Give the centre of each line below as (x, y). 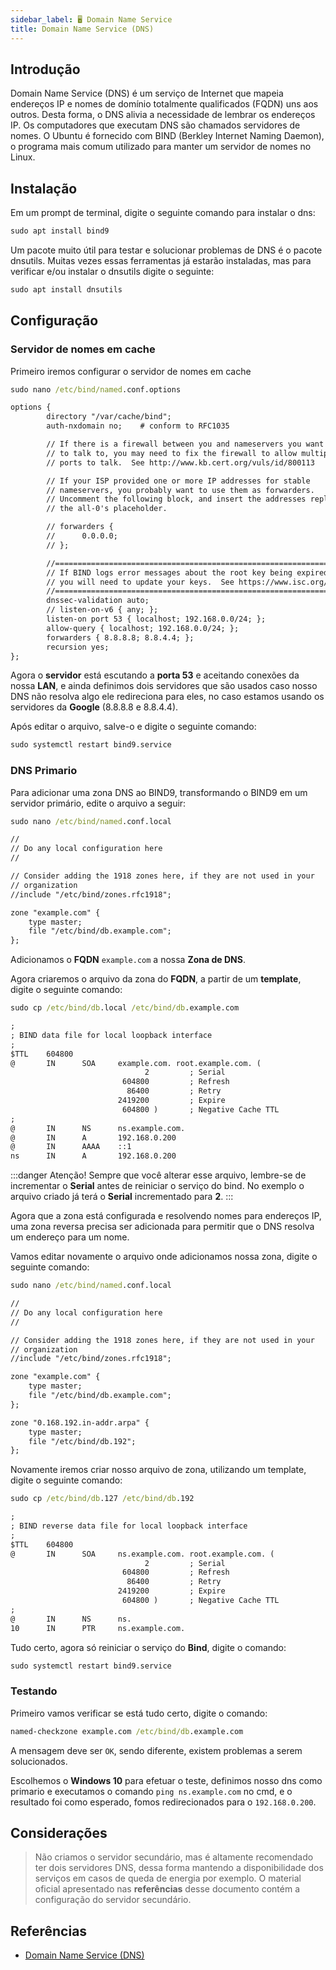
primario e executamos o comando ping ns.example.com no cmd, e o (151, 1791)
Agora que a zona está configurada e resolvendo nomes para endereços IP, (166, 1216)
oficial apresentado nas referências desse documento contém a (167, 1889)
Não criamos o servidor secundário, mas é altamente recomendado (174, 1857)
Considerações (59, 1833)
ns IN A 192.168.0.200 (93, 1156)
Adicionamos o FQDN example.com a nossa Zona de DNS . (128, 960)
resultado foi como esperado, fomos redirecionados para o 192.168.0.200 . (163, 1802)
